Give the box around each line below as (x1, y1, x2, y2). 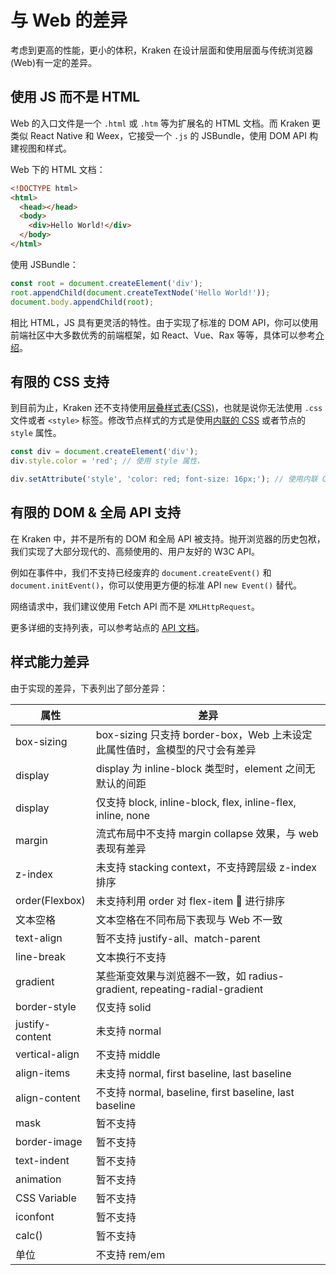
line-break (15, 949, 66, 963)
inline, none (95, 808, 150, 822)
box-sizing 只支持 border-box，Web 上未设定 (95, 727, 313, 741)
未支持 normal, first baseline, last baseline (95, 1066, 292, 1080)
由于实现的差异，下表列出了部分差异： (10, 682, 168, 694)
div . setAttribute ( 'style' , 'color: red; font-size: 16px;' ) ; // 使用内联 (10, 474, 318, 485)
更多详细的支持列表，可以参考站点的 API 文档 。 (10, 621, 205, 633)
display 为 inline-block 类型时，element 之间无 (95, 761, 316, 775)
